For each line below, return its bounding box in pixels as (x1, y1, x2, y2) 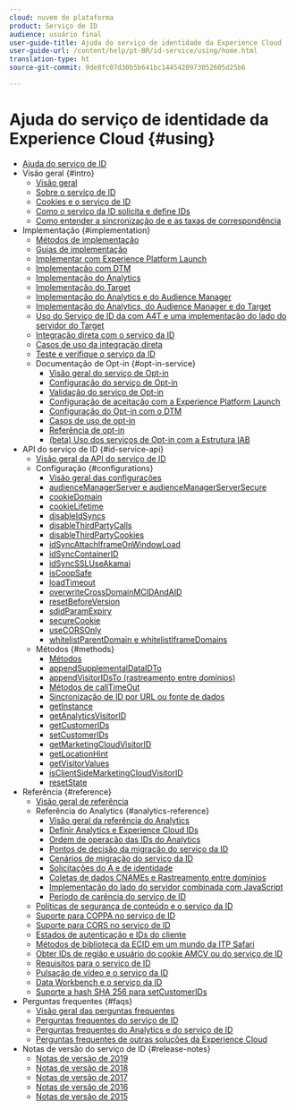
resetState (48, 777, 88, 787)
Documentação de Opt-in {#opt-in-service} (35, 357, 197, 368)
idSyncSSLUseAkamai (48, 557, 131, 569)
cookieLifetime (48, 501, 105, 512)
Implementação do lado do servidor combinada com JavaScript (48, 882, 283, 892)
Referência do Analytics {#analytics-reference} (35, 805, 210, 816)
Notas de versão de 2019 (35, 1053, 129, 1063)
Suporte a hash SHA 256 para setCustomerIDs (35, 986, 207, 997)
